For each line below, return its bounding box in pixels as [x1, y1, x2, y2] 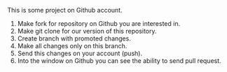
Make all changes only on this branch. [17, 42, 128, 50]
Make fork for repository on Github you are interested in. [17, 20, 181, 27]
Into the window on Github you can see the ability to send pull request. [17, 57, 222, 65]
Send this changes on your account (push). [17, 49, 142, 57]
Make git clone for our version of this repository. [17, 27, 157, 35]
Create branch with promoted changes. [17, 34, 131, 43]
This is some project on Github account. [7, 6, 123, 14]
